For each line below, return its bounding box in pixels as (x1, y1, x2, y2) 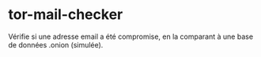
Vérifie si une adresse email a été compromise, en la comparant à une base (8, 32, 254, 41)
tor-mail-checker (8, 6, 123, 24)
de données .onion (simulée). (8, 40, 104, 49)
